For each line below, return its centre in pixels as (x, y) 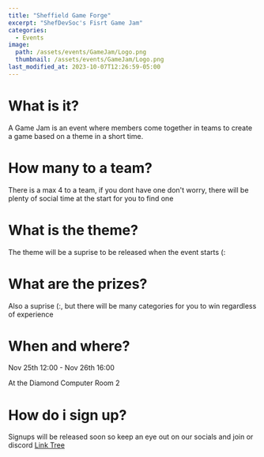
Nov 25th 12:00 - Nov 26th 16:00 (61, 368)
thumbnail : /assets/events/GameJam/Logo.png (90, 60)
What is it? (44, 105)
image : (19, 45)
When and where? (69, 346)
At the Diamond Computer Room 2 (64, 383)
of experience (31, 314)
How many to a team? (80, 168)
